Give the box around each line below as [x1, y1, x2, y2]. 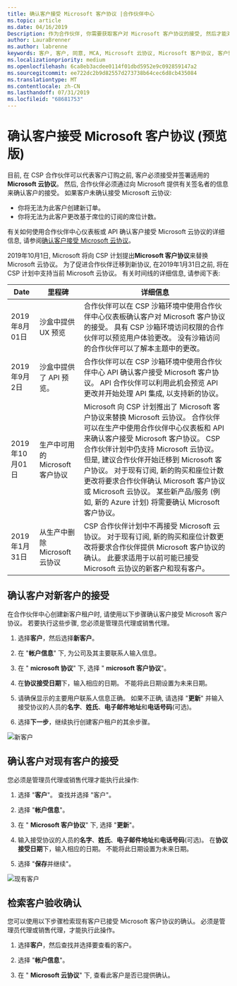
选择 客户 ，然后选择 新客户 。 [17, 633, 99, 642]
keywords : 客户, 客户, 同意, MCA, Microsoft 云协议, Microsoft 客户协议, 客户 [7, 50, 229, 57]
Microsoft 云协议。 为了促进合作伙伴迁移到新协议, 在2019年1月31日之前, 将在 [7, 259, 229, 269]
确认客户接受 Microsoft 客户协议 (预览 [7, 129, 227, 145]
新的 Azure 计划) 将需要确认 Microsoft [95, 497, 220, 507]
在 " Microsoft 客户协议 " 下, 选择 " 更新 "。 [17, 821, 139, 829]
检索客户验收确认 [7, 897, 82, 909]
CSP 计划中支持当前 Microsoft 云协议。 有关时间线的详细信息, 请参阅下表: [7, 269, 221, 277]
